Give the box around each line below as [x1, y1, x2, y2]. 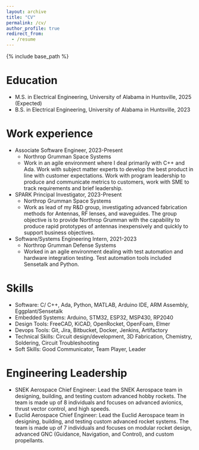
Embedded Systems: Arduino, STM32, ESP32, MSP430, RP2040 [14, 314, 174, 321]
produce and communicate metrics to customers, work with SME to [23, 178, 189, 185]
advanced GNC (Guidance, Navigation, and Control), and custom [14, 430, 175, 437]
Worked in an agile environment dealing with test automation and [23, 248, 184, 255]
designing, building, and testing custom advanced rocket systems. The [14, 418, 189, 425]
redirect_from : [6, 31, 44, 37]
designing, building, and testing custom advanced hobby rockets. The [14, 392, 186, 399]
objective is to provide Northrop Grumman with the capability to [23, 216, 181, 224]
